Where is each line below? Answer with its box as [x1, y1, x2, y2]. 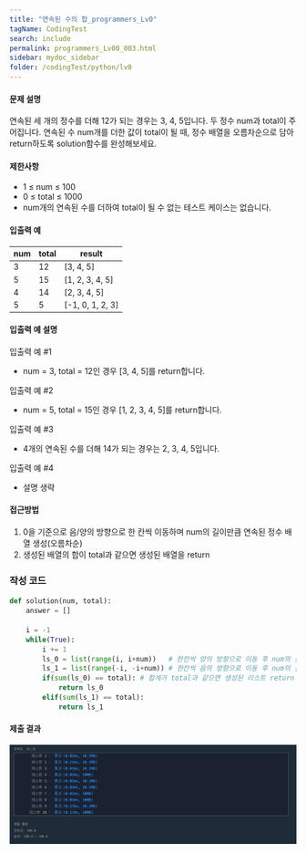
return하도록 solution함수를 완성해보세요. [9, 138, 158, 150]
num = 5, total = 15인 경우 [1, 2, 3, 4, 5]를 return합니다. [22, 404, 222, 415]
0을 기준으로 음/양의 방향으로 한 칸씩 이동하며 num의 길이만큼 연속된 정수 [22, 526, 283, 537]
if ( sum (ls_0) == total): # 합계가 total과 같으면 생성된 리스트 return [42, 673, 295, 683]
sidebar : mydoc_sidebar [9, 53, 100, 63]
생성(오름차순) [32, 538, 84, 549]
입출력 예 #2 [9, 384, 54, 396]
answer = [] [25, 607, 71, 616]
